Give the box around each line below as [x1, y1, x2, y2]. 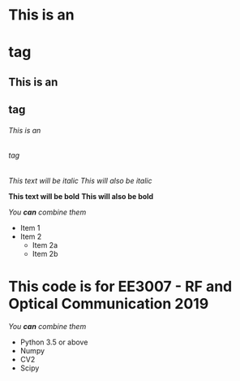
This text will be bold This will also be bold [8, 191, 154, 201]
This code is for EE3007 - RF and [8, 278, 233, 296]
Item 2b [32, 249, 58, 258]
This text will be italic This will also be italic [8, 175, 152, 185]
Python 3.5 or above [19, 337, 88, 347]
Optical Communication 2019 [8, 295, 209, 314]
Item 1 [19, 223, 41, 232]
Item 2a [32, 240, 58, 249]
